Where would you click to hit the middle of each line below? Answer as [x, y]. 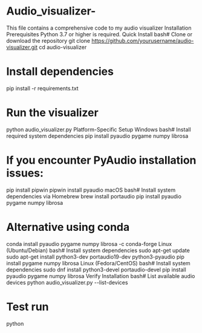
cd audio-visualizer [63, 47]
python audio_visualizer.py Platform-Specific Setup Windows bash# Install [99, 129]
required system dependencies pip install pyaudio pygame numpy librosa [97, 136]
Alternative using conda [68, 227]
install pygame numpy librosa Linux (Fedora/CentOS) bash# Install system [98, 263]
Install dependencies [60, 72]
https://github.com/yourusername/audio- [143, 40]
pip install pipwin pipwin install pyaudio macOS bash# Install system [91, 190]
